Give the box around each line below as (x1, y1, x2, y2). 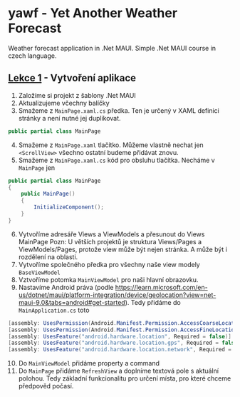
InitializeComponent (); (33, 203, 104, 211)
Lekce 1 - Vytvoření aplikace (8, 72, 137, 84)
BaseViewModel (18, 269, 61, 276)
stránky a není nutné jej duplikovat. (18, 114, 121, 122)
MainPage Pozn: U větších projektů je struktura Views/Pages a (18, 237, 202, 246)
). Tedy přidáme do (125, 298, 181, 306)
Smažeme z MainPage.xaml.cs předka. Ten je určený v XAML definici (18, 106, 219, 115)
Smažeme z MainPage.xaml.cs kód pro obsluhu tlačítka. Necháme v (18, 156, 216, 164)
